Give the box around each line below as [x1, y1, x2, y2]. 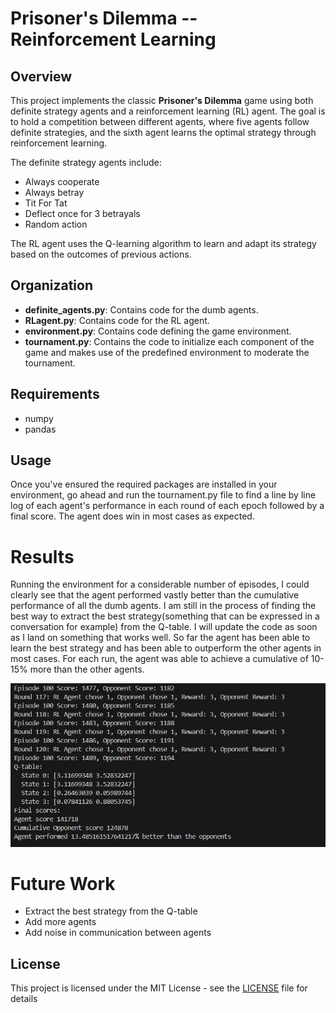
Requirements [10, 386, 100, 403]
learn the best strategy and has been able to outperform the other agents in [10, 642, 322, 654]
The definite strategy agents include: [10, 157, 162, 168]
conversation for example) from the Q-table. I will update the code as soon [10, 621, 318, 633]
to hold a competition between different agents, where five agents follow [10, 116, 310, 127]
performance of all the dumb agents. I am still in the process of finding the [10, 600, 317, 612]
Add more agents [24, 916, 97, 928]
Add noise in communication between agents [24, 927, 212, 939]
